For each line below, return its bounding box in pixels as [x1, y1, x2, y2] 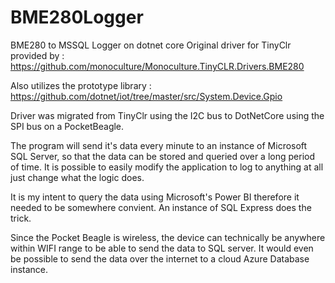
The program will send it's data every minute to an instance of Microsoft [10, 139, 308, 151]
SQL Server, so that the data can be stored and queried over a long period [10, 150, 315, 162]
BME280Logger [10, 6, 144, 29]
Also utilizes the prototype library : [10, 79, 152, 91]
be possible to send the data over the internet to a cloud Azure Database [10, 252, 310, 265]
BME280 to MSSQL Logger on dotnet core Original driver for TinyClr [10, 39, 292, 51]
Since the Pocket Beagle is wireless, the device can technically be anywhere [10, 231, 326, 243]
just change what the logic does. [10, 171, 145, 183]
